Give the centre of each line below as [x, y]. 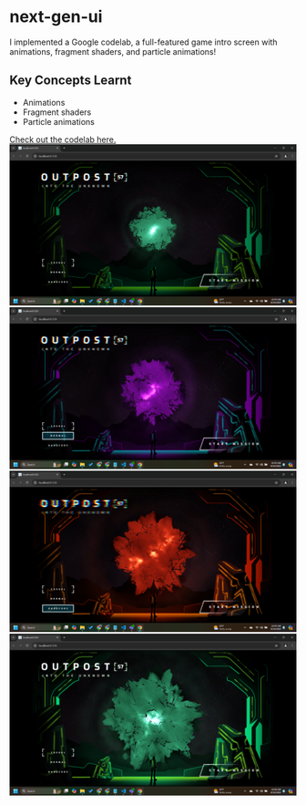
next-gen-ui [56, 17]
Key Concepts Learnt [71, 81]
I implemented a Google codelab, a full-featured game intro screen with [143, 42]
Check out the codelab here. [63, 139]
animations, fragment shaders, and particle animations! [113, 51]
